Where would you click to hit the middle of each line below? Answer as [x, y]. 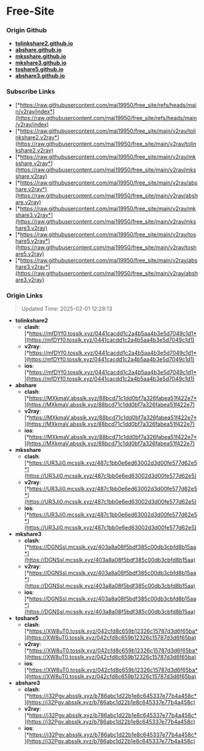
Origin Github [27, 30]
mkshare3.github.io [41, 63]
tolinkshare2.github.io [44, 43]
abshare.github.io [38, 50]
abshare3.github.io [40, 76]
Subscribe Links [31, 91]
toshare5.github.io [39, 69]
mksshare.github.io [40, 57]
